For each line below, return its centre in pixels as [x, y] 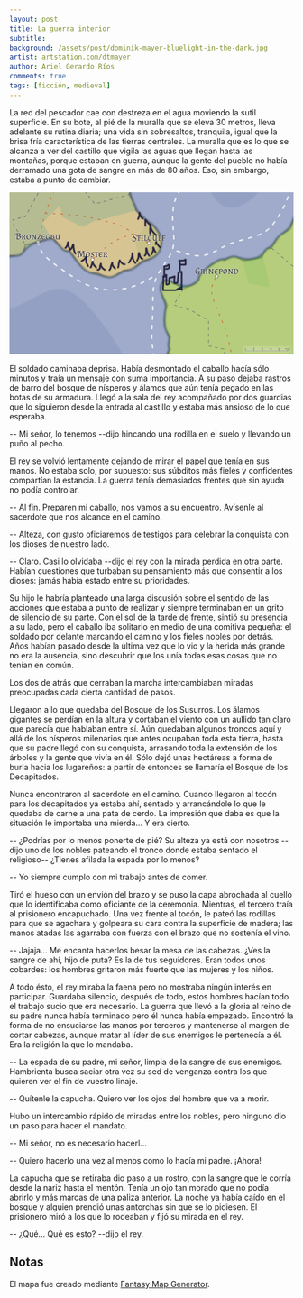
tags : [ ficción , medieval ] [60, 86]
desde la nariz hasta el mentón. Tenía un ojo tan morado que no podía [139, 1188]
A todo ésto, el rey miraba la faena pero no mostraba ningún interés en [141, 987]
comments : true [38, 77]
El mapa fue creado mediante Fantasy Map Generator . [110, 1284]
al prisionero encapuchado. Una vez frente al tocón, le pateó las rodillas [143, 914]
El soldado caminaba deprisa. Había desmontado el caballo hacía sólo [139, 369]
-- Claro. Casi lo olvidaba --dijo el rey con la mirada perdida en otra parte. [147, 562]
